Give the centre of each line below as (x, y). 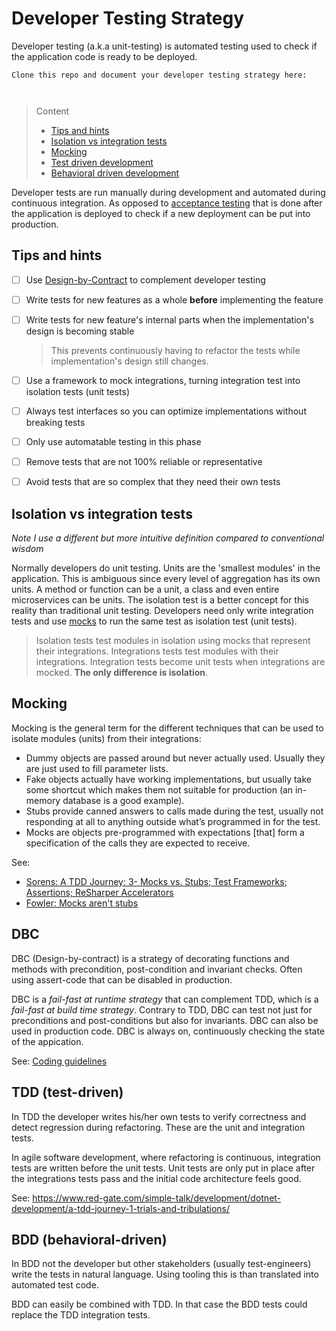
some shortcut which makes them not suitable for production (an (159, 789)
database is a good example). (123, 800)
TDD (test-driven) (67, 1092)
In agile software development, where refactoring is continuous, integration (166, 1157)
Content (52, 111)
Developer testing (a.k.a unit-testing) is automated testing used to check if (164, 46)
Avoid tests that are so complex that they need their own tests (153, 482)
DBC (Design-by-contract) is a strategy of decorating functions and (150, 958)
